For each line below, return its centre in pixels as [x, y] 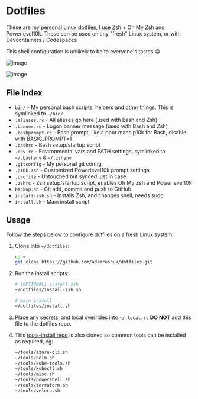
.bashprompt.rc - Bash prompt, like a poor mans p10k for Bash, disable [100, 132]
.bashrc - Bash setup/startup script [57, 145]
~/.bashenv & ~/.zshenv [43, 157]
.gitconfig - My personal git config [58, 163]
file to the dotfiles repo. [43, 323]
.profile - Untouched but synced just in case [70, 176]
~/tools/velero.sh [37, 391]
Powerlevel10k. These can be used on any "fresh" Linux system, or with [94, 33]
